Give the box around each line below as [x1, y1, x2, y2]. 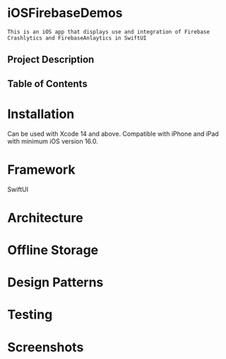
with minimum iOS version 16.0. [7, 136, 99, 146]
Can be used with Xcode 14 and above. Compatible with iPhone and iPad [7, 129, 219, 138]
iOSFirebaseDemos [7, 5, 123, 21]
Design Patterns [7, 274, 104, 290]
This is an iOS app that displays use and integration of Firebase [7, 28, 210, 35]
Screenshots [7, 339, 84, 355]
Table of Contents [7, 78, 88, 90]
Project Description [7, 54, 95, 66]
